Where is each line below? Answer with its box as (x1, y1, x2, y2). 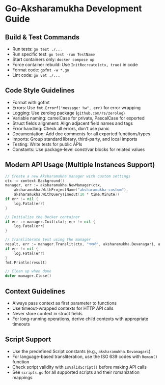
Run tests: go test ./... (12, 46, 63, 52)
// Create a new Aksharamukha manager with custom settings (5, 174, 131, 178)
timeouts (12, 321, 30, 327)
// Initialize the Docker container (5, 214, 80, 219)
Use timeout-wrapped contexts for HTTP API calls (12, 305, 114, 311)
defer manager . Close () (5, 273, 52, 278)
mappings (12, 374, 33, 380)
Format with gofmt (12, 99, 50, 105)
